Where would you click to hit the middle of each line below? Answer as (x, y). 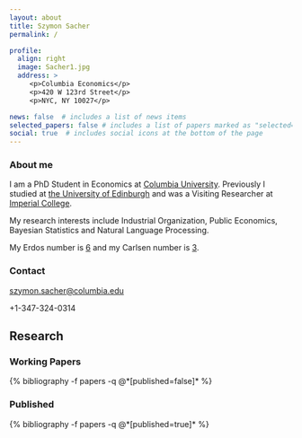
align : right (42, 59)
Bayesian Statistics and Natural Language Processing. (109, 231)
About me (31, 165)
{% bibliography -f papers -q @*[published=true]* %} (109, 424)
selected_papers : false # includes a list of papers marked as (130, 125)
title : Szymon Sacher (50, 26)
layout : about (36, 18)
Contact (27, 271)
